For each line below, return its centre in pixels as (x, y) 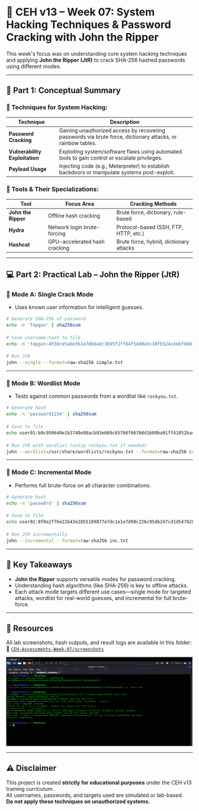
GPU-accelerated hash (76, 241)
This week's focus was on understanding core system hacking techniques (97, 53)
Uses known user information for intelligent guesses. (79, 307)
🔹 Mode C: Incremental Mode (49, 472)
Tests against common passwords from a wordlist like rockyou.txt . (96, 396)
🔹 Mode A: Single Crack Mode (50, 294)
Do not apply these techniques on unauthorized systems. (78, 801)
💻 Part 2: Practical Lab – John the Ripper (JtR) (93, 274)
